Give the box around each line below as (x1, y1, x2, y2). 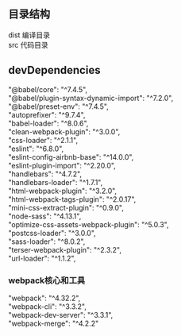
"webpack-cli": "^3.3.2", (8, 301, 87, 311)
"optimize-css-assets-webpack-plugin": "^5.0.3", (8, 219, 169, 229)
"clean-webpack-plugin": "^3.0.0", (8, 126, 121, 137)
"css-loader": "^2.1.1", (8, 135, 78, 145)
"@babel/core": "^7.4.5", (8, 84, 88, 94)
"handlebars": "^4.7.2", (8, 169, 82, 179)
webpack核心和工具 (8, 275, 86, 286)
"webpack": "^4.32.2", (8, 293, 81, 303)
